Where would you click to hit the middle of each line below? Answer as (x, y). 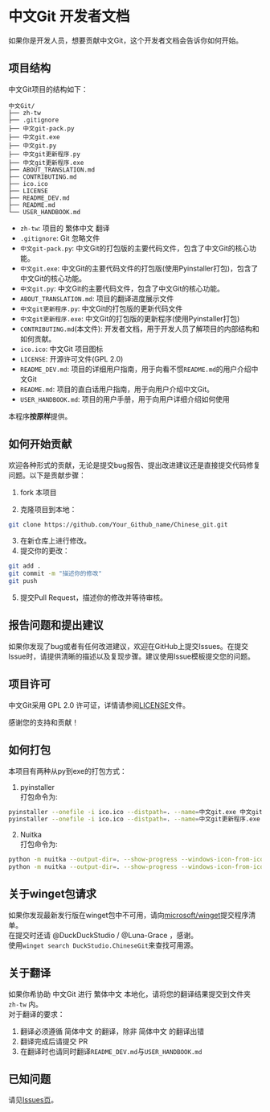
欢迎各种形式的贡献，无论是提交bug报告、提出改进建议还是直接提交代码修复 (135, 465)
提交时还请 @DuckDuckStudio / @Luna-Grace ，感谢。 (106, 935)
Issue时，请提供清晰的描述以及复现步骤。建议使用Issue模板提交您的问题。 (131, 656)
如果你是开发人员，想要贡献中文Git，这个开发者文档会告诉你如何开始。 (126, 40)
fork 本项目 (39, 492)
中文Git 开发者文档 (69, 17)
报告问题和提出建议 (56, 625)
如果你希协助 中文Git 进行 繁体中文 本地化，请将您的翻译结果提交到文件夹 (130, 994)
